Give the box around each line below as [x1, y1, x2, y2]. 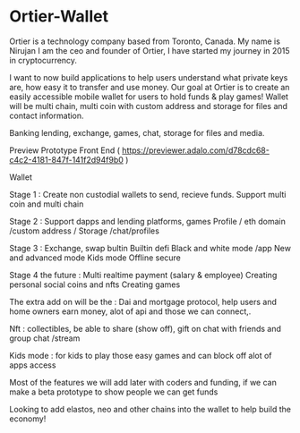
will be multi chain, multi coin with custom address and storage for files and [9, 100, 288, 111]
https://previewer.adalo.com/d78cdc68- [122, 145, 270, 156]
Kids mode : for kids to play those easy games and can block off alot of [9, 350, 272, 361]
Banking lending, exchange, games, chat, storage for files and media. [9, 127, 265, 138]
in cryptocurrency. [9, 55, 78, 65]
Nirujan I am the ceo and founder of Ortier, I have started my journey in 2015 [9, 45, 290, 55]
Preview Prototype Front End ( [9, 145, 121, 156]
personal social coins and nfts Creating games [9, 279, 181, 290]
